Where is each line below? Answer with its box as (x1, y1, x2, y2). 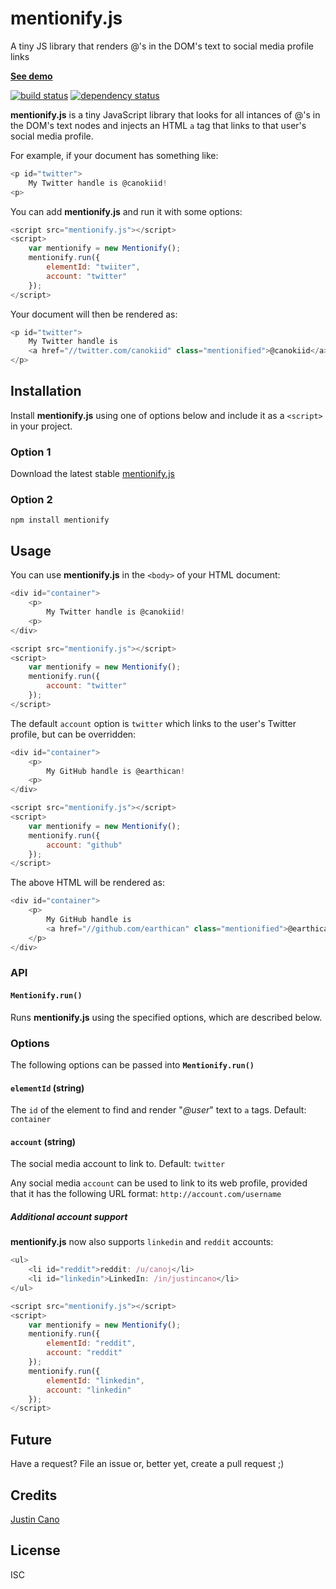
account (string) (10, 1135, 77, 1147)
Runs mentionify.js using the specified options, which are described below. (10, 1011, 323, 1023)
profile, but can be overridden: (10, 728, 137, 740)
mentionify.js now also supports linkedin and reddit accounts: (10, 1236, 274, 1248)
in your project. (10, 420, 73, 432)
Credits (10, 1487, 58, 1504)
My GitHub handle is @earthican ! (46, 766, 186, 776)
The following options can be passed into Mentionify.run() (10, 1058, 255, 1071)
